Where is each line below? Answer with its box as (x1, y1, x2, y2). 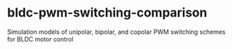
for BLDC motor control (7, 35, 74, 43)
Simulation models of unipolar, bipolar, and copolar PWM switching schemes (7, 28, 226, 36)
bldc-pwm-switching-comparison (7, 5, 208, 21)
